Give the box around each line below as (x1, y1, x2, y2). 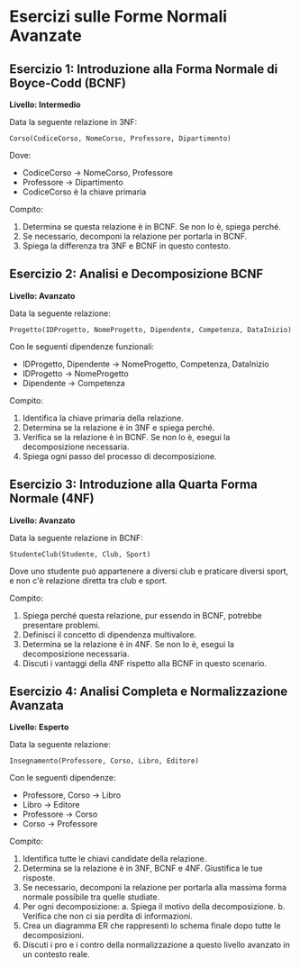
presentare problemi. (22, 619, 101, 630)
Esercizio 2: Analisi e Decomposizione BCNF (9, 267, 264, 282)
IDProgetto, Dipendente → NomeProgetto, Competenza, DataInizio (22, 358, 269, 369)
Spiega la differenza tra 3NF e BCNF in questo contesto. (22, 240, 232, 251)
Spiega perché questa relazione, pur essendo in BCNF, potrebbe (22, 610, 263, 620)
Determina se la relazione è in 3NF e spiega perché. (22, 421, 215, 433)
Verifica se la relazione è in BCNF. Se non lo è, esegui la (22, 431, 231, 442)
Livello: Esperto (9, 722, 69, 733)
